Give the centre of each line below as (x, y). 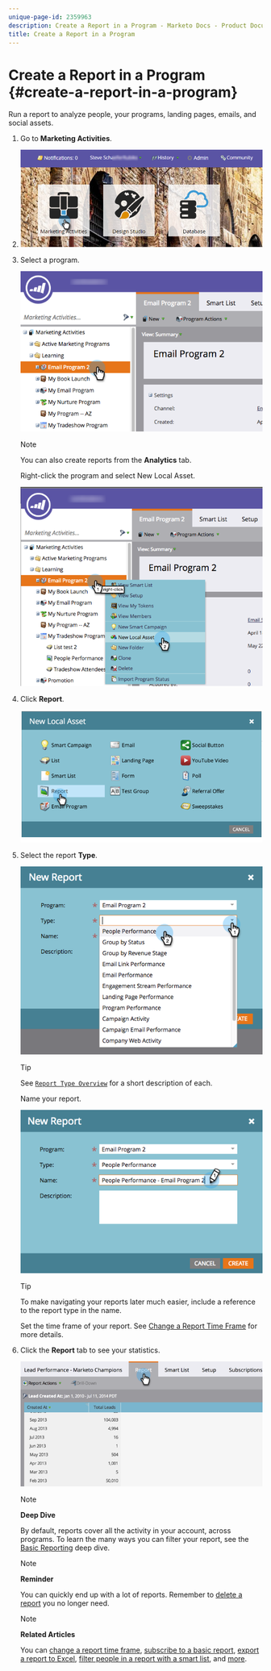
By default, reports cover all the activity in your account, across (125, 1531)
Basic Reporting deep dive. (65, 1548)
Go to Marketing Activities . (66, 139)
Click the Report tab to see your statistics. (90, 1350)
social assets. (31, 123)
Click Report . (42, 698)
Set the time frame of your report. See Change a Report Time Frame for (139, 1326)
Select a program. (50, 260)
